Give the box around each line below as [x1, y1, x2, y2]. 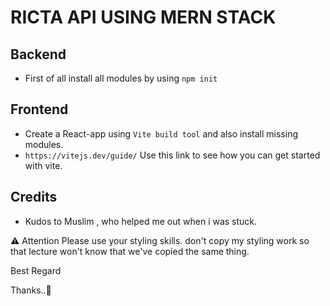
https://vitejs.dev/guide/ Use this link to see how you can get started [24, 149, 321, 161]
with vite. [24, 159, 63, 171]
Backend [10, 46, 67, 63]
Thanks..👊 [10, 284, 52, 296]
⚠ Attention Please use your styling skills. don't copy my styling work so [10, 234, 310, 246]
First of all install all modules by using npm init [24, 72, 218, 84]
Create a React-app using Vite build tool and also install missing [24, 127, 298, 140]
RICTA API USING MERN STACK [10, 6, 277, 29]
